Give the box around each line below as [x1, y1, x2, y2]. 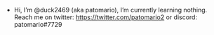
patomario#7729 [13, 21, 62, 28]
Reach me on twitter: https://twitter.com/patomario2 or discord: [13, 13, 198, 21]
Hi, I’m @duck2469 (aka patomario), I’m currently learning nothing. [13, 6, 208, 14]
